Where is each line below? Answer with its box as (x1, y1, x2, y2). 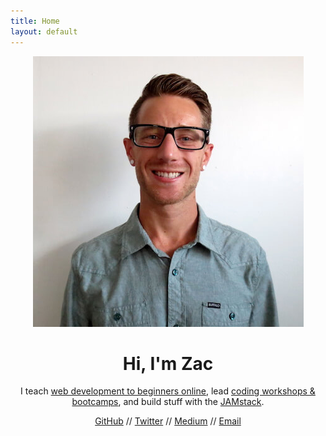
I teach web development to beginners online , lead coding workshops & (20, 385, 316, 397)
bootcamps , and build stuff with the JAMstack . (71, 396, 265, 408)
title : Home (10, 16, 60, 26)
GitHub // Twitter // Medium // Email (94, 415, 242, 427)
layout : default (10, 26, 78, 37)
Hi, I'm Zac (122, 352, 214, 375)
